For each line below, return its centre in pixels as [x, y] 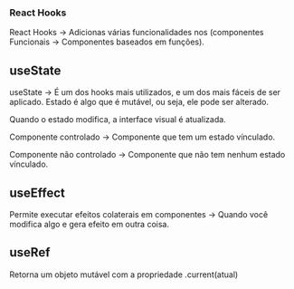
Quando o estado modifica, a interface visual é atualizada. [118, 120]
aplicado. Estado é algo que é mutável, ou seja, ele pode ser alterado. [139, 102]
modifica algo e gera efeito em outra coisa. [90, 224]
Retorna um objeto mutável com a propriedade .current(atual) [124, 275]
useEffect [38, 193]
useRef [30, 252]
